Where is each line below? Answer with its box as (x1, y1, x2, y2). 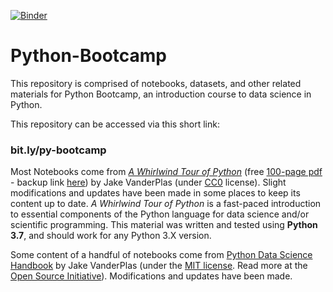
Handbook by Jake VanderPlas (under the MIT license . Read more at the (10, 260, 308, 272)
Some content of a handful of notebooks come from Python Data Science (10, 249, 313, 261)
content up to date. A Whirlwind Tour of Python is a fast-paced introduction (10, 198, 322, 210)
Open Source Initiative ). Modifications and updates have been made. (10, 270, 293, 282)
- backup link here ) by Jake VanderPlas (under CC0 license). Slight (10, 176, 287, 189)
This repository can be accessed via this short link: (10, 118, 220, 130)
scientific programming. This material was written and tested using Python (10, 219, 318, 231)
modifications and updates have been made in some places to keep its (10, 187, 301, 199)
